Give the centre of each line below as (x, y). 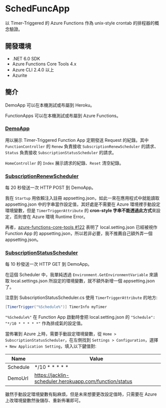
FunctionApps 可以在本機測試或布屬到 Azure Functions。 (63, 116)
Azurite (20, 75)
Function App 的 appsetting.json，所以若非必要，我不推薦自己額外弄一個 (79, 233)
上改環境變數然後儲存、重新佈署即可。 (44, 401)
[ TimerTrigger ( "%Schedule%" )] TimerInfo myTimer (56, 307)
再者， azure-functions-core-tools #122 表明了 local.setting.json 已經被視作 (81, 227)
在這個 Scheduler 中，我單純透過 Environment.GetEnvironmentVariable (77, 275)
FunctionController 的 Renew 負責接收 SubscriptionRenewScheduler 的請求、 (82, 146)
